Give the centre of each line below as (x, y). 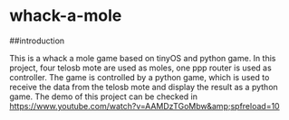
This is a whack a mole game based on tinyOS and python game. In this (143, 58)
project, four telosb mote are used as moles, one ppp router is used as (140, 68)
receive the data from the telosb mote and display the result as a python (144, 87)
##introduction (37, 41)
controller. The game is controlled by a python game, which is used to (140, 77)
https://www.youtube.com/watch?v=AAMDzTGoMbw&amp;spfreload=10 (144, 106)
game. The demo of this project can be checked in (103, 97)
